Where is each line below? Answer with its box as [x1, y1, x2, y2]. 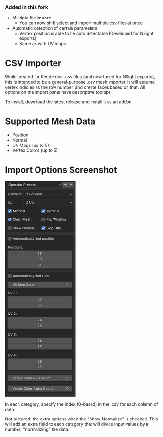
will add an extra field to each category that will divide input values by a [5, 421, 149, 427]
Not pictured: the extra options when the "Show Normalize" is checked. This [5, 416, 158, 422]
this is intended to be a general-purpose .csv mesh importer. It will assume [5, 79, 155, 85]
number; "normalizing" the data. [5, 426, 70, 432]
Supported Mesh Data [5, 116, 96, 127]
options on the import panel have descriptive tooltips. [5, 90, 112, 95]
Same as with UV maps [19, 41, 66, 47]
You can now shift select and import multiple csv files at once [19, 20, 143, 26]
